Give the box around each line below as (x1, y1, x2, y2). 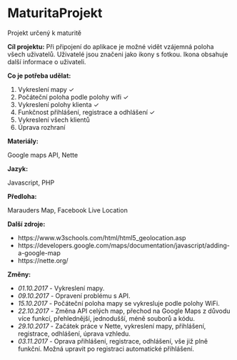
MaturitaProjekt (7, 5, 103, 21)
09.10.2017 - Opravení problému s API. (17, 291, 131, 300)
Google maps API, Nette (7, 150, 79, 159)
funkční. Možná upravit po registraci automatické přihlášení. (17, 344, 194, 353)
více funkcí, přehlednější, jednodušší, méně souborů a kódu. (17, 314, 195, 322)
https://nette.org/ (17, 256, 69, 264)
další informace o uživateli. (7, 57, 86, 66)
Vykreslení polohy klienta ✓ (17, 100, 100, 108)
